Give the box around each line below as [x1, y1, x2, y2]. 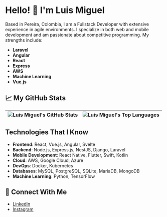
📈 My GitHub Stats [5, 94, 66, 102]
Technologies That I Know [5, 128, 89, 137]
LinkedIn [12, 201, 31, 207]
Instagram [12, 206, 34, 212]
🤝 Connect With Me [5, 187, 67, 196]
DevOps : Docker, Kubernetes [12, 162, 74, 168]
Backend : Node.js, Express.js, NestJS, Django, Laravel [12, 146, 126, 152]
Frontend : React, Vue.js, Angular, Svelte [12, 141, 96, 147]
